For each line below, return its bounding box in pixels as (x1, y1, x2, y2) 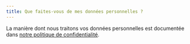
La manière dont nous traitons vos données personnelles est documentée (6, 25, 185, 32)
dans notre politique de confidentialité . (6, 31, 100, 38)
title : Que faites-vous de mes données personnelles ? (6, 8, 144, 15)
